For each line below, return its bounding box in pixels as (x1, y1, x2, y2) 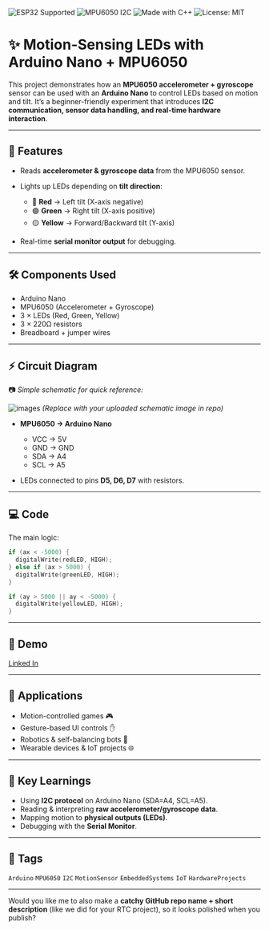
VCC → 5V (31, 435, 67, 444)
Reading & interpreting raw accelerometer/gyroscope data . (19, 804, 219, 814)
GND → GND (31, 443, 74, 453)
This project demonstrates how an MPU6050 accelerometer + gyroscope (8, 79, 254, 89)
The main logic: (8, 533, 59, 543)
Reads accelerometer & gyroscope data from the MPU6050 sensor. (19, 165, 246, 176)
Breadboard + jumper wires (19, 327, 110, 337)
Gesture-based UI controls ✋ (19, 722, 116, 733)
